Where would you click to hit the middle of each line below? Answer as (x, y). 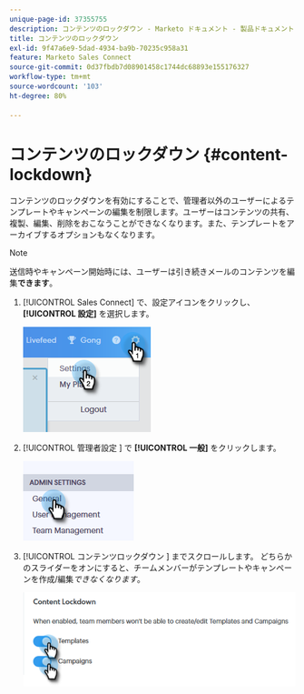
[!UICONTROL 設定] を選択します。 (88, 314)
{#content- (245, 154)
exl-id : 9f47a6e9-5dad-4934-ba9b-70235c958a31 (99, 48)
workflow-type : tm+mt (50, 77)
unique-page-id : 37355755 (58, 19)
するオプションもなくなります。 (100, 235)
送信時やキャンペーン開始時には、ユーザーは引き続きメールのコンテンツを (148, 272)
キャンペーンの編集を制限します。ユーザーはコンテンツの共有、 (176, 212)
